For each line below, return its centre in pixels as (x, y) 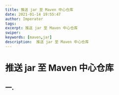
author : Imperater (24, 19)
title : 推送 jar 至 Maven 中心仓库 (39, 10)
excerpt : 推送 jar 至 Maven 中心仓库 (41, 28)
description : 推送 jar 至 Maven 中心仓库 (47, 42)
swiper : (13, 33)
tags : (11, 24)
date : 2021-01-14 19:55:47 (33, 14)
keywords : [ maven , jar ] (29, 38)
